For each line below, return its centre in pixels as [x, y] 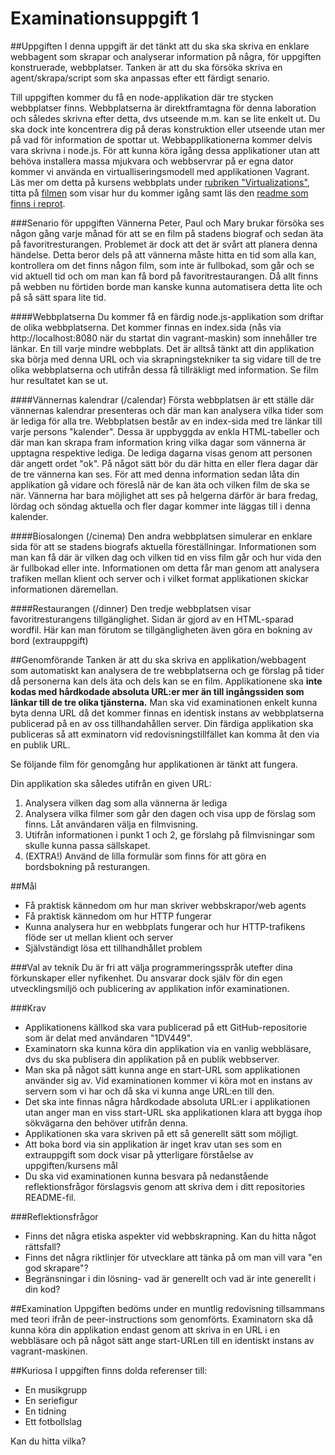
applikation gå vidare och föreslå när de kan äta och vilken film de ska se [160, 484]
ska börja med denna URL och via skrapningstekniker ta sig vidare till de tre [166, 359]
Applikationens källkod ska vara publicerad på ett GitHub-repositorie [166, 1027]
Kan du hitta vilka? [48, 1441]
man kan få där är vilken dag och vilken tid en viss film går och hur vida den [166, 557]
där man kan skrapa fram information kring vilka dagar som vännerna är [158, 442]
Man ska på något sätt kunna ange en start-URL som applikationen [162, 1069]
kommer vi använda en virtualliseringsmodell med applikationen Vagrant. [160, 171]
